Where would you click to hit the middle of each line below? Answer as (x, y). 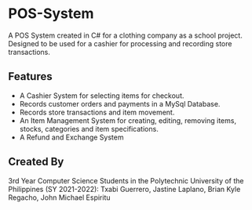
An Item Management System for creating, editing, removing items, (128, 120)
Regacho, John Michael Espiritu (60, 197)
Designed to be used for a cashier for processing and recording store (120, 43)
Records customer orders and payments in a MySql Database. (120, 103)
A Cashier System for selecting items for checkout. (102, 96)
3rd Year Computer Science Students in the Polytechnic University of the (126, 180)
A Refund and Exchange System (71, 137)
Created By (36, 162)
